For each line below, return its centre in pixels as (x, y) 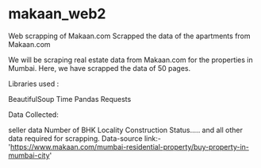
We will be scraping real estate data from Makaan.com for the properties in (131, 60)
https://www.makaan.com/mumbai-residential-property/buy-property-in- (130, 147)
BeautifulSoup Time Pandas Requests (70, 99)
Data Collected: (34, 114)
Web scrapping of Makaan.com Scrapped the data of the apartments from (130, 36)
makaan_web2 (57, 14)
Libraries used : (34, 84)
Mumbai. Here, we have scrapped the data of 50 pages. (100, 68)
